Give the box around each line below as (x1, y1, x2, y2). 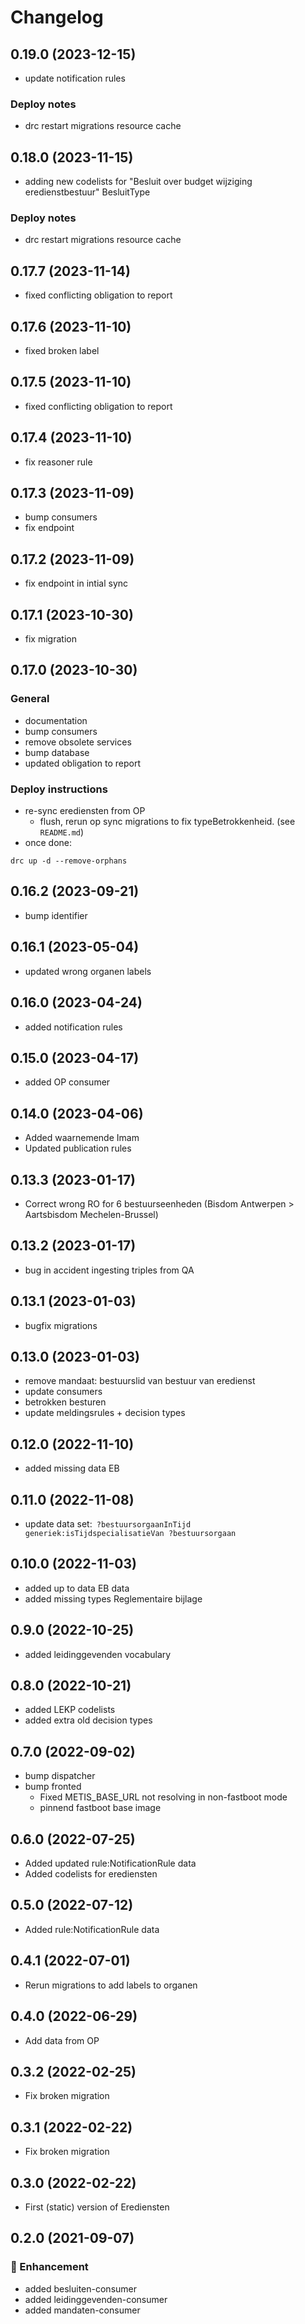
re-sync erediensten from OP (24, 805, 146, 817)
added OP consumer (24, 1076, 111, 1088)
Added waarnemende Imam (24, 1132, 140, 1144)
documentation (24, 714, 88, 726)
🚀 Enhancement (10, 2260, 89, 2274)
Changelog (10, 6, 104, 29)
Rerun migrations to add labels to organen (24, 1979, 198, 1991)
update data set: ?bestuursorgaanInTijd (24, 1518, 192, 1530)
